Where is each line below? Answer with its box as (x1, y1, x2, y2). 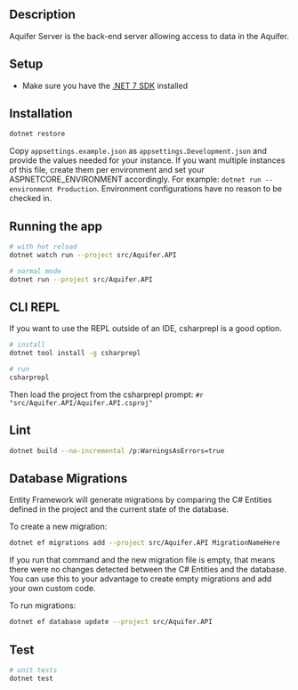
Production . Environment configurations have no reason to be (56, 183, 283, 194)
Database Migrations (9, 471, 128, 486)
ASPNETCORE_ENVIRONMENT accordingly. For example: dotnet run (9, 174, 262, 185)
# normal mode (9, 266, 62, 275)
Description (9, 7, 76, 22)
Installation (9, 106, 73, 121)
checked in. (9, 193, 52, 204)
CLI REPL (9, 300, 60, 315)
